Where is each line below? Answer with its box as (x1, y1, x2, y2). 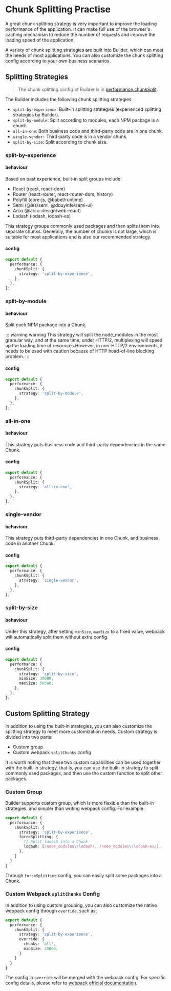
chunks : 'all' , (24, 941, 56, 947)
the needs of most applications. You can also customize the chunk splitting (5, 52, 163, 58)
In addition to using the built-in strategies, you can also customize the (5, 723, 153, 729)
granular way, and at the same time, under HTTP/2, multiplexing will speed (5, 337, 163, 343)
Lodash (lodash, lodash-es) (12, 213, 71, 219)
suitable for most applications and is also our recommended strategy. (5, 233, 152, 240)
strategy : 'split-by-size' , (18, 671, 79, 677)
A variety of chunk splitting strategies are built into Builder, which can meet (5, 47, 164, 53)
